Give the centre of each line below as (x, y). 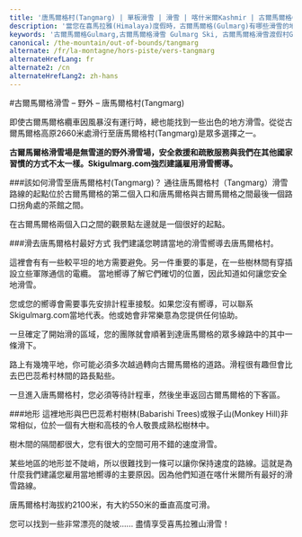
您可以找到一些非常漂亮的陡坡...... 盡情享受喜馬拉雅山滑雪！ (120, 524)
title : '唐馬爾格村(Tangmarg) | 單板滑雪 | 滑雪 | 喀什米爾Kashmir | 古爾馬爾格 (151, 18)
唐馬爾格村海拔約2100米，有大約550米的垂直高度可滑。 (112, 505)
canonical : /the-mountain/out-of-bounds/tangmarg (104, 43)
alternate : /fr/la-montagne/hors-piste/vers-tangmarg (112, 51)
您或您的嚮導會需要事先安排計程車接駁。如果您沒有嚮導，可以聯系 (131, 304)
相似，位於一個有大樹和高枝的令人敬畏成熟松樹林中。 (115, 425)
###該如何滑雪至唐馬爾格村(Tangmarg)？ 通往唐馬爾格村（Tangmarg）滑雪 (149, 182)
